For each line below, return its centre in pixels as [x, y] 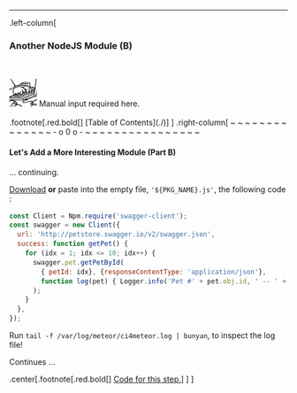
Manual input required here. [89, 104]
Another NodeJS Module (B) [71, 45]
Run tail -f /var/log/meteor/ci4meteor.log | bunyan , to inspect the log [142, 335]
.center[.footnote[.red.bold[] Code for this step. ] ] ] [102, 379]
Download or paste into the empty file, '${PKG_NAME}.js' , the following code [148, 189]
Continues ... [32, 362]
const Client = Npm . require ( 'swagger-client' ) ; [99, 216]
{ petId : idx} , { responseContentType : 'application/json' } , [154, 272]
